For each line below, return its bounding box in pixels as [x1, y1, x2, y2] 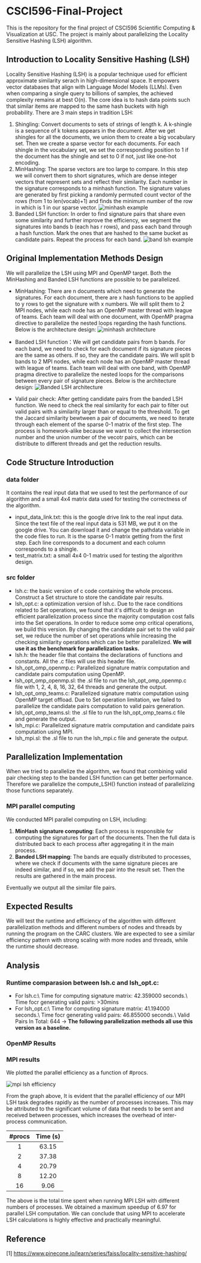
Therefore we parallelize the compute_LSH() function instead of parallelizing [6, 780, 195, 788]
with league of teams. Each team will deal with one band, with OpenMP [14, 364, 191, 371]
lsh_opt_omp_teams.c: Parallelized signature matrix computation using [14, 689, 189, 697]
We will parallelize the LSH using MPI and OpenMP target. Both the [6, 269, 172, 277]
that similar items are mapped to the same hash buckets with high [6, 102, 169, 110]
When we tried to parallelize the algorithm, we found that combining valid [6, 768, 187, 775]
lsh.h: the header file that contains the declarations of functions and [14, 651, 183, 658]
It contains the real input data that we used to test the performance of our [6, 489, 188, 497]
